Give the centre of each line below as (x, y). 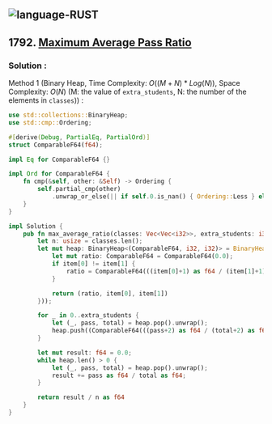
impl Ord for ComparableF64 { (59, 174)
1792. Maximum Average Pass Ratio (100, 42)
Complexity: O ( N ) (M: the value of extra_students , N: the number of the (127, 92)
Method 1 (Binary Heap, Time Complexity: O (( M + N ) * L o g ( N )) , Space (124, 83)
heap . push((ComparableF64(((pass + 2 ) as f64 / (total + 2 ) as (153, 331)
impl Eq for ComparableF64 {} (59, 159)
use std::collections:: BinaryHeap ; (68, 115)
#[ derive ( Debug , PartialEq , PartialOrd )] (79, 137)
